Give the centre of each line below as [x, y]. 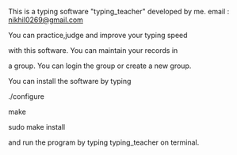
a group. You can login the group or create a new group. [100, 66]
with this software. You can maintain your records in [93, 50]
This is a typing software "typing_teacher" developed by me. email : [119, 11]
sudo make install [37, 127]
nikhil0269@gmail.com [46, 20]
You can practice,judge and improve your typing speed [98, 35]
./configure [27, 96]
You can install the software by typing [70, 81]
